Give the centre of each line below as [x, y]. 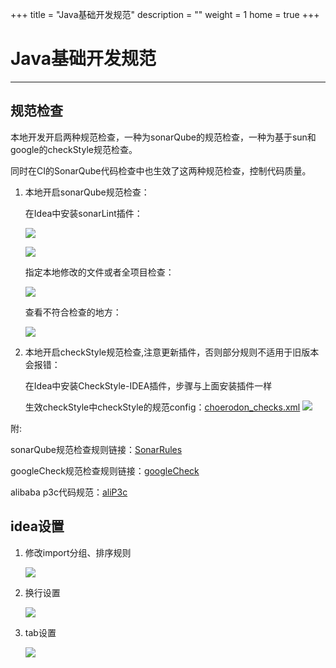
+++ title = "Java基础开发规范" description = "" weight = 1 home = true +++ [165, 14]
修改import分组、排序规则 [78, 552]
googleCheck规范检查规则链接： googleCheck [105, 470]
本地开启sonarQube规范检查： [87, 192]
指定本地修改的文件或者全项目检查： [99, 272]
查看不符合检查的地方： [73, 312]
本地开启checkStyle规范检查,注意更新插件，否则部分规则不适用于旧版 [167, 352]
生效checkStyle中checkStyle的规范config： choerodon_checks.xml [162, 407]
